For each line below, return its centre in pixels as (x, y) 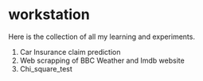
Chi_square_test (46, 68)
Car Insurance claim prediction (70, 52)
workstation (49, 15)
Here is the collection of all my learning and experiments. (101, 37)
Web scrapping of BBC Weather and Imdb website (102, 60)
